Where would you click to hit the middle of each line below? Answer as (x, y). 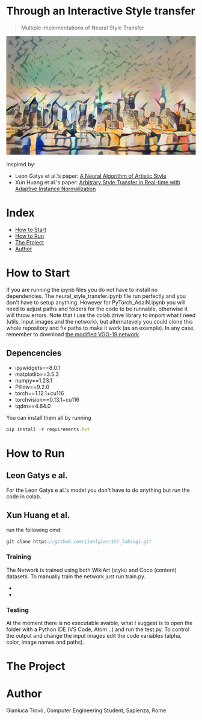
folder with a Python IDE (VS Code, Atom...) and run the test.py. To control (98, 629)
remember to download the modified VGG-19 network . (74, 334)
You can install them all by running (49, 417)
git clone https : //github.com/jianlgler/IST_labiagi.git (79, 542)
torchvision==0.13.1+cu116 (47, 399)
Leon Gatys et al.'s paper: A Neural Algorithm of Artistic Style (90, 176)
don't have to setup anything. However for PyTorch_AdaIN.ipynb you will (96, 303)
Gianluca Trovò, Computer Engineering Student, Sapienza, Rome (86, 710)
